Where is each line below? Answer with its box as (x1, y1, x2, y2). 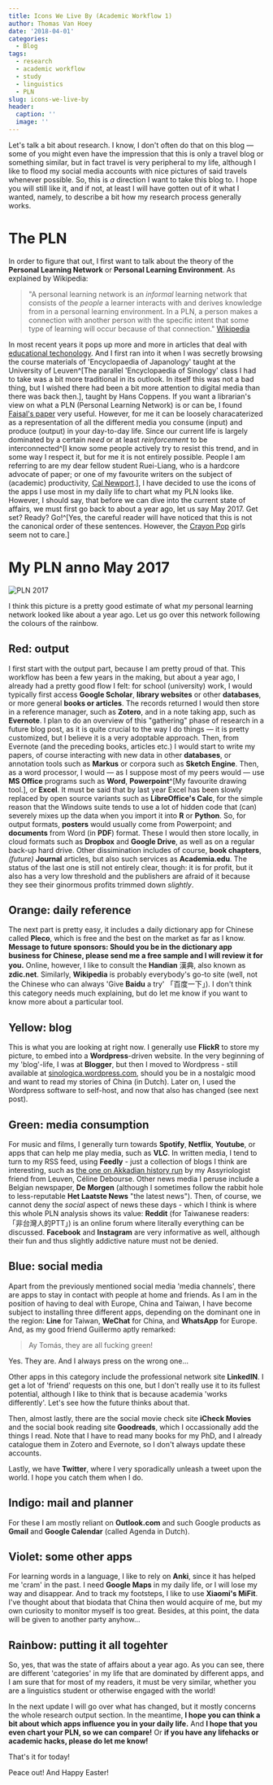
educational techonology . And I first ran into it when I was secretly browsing (8, 348, 262, 358)
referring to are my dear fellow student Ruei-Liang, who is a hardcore (8, 461, 240, 470)
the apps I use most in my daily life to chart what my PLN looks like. (8, 486, 234, 497)
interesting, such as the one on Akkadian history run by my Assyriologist (8, 1166, 251, 1175)
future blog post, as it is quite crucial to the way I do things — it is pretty (8, 724, 249, 733)
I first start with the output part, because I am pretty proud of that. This (8, 663, 246, 673)
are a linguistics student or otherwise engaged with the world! (8, 1686, 216, 1695)
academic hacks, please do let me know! (8, 1736, 149, 1746)
